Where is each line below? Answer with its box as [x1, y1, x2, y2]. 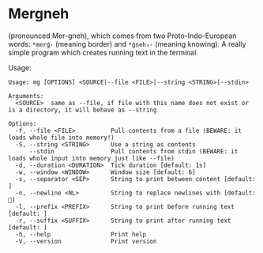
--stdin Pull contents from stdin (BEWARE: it [28, 147, 239, 155]
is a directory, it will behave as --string [8, 106, 157, 114]
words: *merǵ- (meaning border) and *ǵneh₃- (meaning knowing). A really [8, 39, 246, 48]
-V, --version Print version [15, 237, 157, 245]
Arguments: [8, 92, 44, 100]
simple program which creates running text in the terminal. [8, 47, 199, 57]
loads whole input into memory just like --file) [8, 154, 175, 162]
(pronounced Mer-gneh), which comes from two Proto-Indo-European [8, 31, 237, 40]
